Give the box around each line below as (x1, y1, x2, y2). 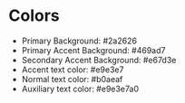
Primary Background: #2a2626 (21, 35, 138, 46)
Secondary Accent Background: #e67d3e (21, 54, 177, 65)
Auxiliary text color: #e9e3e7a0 (21, 83, 140, 94)
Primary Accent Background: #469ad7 (21, 44, 166, 55)
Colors (8, 5, 60, 26)
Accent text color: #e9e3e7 (21, 64, 124, 75)
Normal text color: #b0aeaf (21, 73, 123, 84)
